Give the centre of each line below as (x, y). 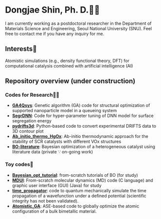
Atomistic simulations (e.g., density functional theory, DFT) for (67, 61)
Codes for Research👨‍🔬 (32, 95)
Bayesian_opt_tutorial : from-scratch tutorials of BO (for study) (75, 175)
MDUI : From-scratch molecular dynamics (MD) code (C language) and (82, 180)
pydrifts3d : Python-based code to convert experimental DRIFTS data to (84, 126)
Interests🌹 (21, 49)
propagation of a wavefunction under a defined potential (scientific (79, 196)
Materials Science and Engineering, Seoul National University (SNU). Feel (79, 28)
